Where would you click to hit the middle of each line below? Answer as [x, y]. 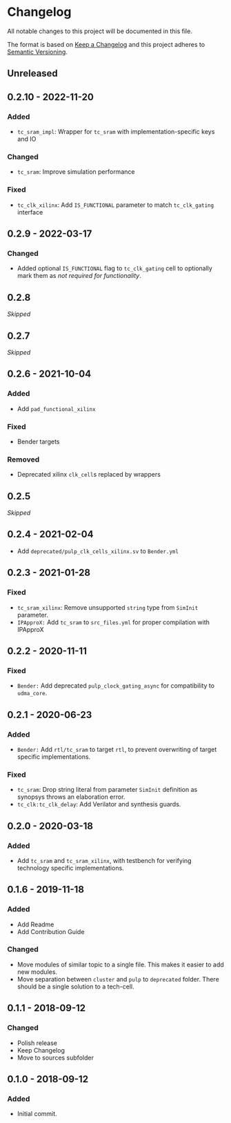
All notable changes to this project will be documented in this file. [100, 31]
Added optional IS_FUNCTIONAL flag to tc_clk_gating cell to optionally [114, 268]
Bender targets [38, 441]
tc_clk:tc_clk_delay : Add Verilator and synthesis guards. [99, 804]
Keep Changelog [41, 1050]
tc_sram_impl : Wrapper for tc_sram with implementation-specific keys [116, 132]
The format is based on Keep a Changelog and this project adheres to [106, 44]
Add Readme [36, 924]
